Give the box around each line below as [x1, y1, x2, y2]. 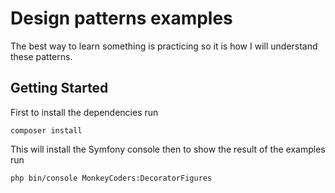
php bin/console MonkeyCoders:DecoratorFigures [10, 173, 213, 183]
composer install [10, 125, 83, 136]
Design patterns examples [10, 7, 233, 30]
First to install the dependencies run [10, 106, 159, 118]
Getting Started [10, 80, 109, 97]
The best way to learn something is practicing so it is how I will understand [10, 40, 318, 52]
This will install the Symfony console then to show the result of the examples [10, 143, 326, 155]
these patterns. [10, 50, 73, 62]
